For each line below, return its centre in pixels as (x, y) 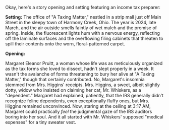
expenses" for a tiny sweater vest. (41, 122)
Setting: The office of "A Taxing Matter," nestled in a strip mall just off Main (83, 17)
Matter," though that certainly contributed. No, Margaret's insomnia (75, 79)
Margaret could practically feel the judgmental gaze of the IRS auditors (79, 111)
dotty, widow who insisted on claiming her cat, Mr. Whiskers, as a (73, 90)
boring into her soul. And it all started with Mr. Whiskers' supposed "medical (84, 117)
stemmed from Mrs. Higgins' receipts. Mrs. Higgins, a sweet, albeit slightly (82, 85)
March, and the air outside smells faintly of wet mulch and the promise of (81, 28)
